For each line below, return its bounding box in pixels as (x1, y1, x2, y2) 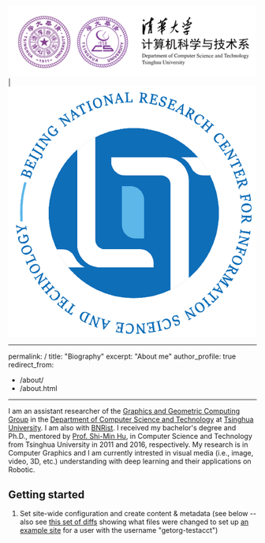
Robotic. (8, 465, 35, 474)
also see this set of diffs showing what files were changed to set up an (19, 517, 249, 526)
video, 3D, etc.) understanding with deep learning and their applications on (8, 456, 252, 467)
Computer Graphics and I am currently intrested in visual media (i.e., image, (8, 448, 254, 458)
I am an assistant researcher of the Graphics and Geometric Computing (8, 407, 241, 416)
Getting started (8, 488, 85, 501)
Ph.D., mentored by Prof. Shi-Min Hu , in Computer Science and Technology (8, 432, 252, 441)
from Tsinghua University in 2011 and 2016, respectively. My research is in (8, 440, 248, 449)
